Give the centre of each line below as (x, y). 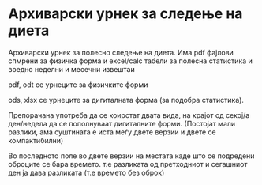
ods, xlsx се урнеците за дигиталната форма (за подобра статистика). (126, 100)
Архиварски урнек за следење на (125, 14)
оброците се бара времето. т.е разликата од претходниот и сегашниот (128, 164)
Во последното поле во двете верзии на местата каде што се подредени (131, 156)
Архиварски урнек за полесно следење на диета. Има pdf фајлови (121, 52)
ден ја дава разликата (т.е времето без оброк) (86, 172)
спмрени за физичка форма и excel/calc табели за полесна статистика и (130, 61)
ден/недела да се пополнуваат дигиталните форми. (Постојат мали (122, 123)
